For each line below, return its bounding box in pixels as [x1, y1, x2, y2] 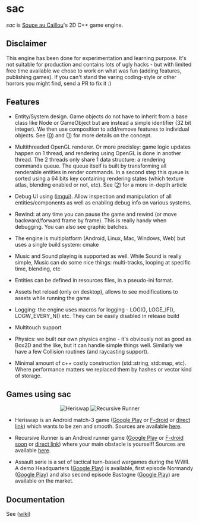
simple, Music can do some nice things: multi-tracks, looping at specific [14, 259, 191, 266]
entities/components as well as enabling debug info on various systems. [14, 199, 192, 206]
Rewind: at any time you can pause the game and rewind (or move [14, 210, 177, 218]
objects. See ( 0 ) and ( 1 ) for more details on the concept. [14, 131, 152, 138]
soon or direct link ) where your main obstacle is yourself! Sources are [14, 440, 185, 448]
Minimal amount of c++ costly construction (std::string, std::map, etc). [14, 359, 187, 367]
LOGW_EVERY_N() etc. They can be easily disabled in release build [14, 312, 179, 319]
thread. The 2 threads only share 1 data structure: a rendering [14, 156, 166, 163]
